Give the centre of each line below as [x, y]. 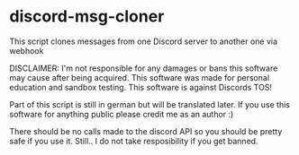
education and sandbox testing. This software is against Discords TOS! [141, 87]
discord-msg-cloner [87, 17]
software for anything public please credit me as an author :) [122, 114]
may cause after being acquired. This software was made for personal [140, 77]
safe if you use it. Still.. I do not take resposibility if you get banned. [134, 141]
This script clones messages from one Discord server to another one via [143, 41]
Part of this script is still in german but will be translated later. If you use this [150, 104]
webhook [27, 50]
